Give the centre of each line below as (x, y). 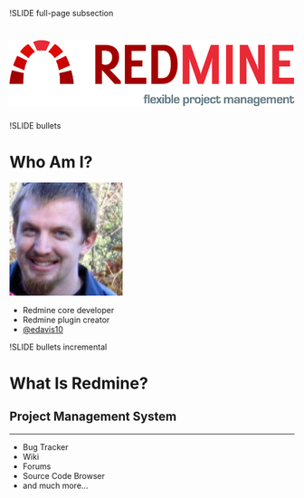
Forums (37, 466)
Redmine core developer (68, 310)
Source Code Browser (64, 475)
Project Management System (93, 417)
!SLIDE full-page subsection (62, 13)
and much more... (55, 485)
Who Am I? (51, 162)
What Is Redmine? (79, 383)
